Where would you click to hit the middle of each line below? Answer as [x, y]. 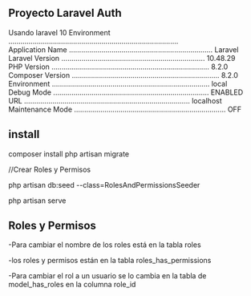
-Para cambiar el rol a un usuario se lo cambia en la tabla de [107, 276]
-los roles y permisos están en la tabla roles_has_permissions [110, 261]
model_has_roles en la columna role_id [72, 285]
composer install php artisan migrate [69, 154]
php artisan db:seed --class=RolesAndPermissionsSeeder [104, 184]
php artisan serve [37, 201]
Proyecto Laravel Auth [65, 13]
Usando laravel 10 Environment [59, 32]
